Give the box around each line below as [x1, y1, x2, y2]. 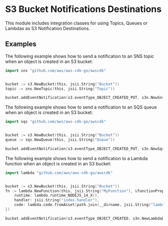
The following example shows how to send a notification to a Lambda [5, 155, 148, 161]
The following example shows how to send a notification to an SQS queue [5, 104, 157, 110]
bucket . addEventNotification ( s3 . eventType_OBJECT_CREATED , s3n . [5, 216, 142, 221]
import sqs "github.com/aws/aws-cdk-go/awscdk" [5, 119, 106, 124]
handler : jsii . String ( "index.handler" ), [14, 197, 99, 203]
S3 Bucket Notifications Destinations [5, 3, 161, 15]
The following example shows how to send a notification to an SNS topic [5, 53, 154, 59]
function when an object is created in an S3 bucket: [5, 160, 111, 166]
